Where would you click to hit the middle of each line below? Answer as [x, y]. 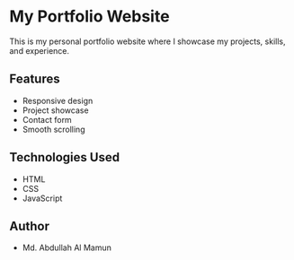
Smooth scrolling [53, 129]
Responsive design [58, 100]
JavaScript [42, 198]
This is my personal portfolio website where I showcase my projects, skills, [147, 41]
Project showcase [55, 110]
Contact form [47, 119]
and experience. [40, 50]
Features [35, 79]
